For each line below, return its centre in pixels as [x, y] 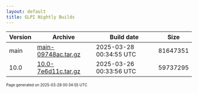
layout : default [26, 11]
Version [20, 37]
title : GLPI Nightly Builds [41, 17]
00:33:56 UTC [116, 71]
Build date [124, 37]
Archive [64, 37]
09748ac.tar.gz [59, 54]
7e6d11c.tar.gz [59, 71]
